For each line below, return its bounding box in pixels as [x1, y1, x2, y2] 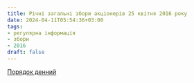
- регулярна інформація [7, 29, 76, 37]
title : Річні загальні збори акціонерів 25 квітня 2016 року [7, 10, 188, 17]
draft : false [7, 49, 45, 56]
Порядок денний [7, 67, 57, 76]
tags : [7, 23, 23, 30]
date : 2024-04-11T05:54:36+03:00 [7, 17, 104, 24]
